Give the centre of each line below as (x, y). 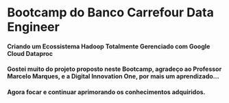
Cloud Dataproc (30, 53)
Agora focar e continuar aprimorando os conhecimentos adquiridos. (106, 92)
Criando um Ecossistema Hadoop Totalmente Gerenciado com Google (109, 46)
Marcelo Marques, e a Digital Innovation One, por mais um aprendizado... (113, 76)
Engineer (33, 27)
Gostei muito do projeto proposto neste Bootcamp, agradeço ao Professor (114, 69)
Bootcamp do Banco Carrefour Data (110, 13)
